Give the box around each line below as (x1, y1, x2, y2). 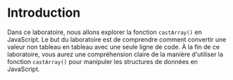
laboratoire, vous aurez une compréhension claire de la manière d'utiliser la (7, 50, 223, 58)
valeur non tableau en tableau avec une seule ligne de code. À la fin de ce (7, 42, 220, 51)
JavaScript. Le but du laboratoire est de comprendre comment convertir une (7, 35, 227, 43)
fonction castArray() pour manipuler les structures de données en (7, 57, 198, 65)
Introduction (7, 5, 81, 21)
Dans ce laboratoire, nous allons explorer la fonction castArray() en (7, 28, 202, 36)
